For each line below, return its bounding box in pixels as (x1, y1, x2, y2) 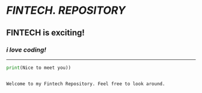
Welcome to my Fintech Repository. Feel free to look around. (6, 80, 165, 87)
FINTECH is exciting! (6, 28, 85, 38)
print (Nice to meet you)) (6, 64, 71, 71)
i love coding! (6, 46, 46, 54)
